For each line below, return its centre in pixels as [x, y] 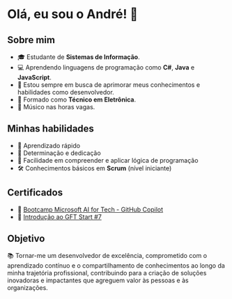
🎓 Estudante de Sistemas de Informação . [79, 57]
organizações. [28, 288]
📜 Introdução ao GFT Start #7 [60, 217]
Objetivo [26, 239]
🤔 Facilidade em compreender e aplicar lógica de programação [108, 160]
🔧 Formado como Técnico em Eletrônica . [77, 99]
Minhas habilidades [51, 129]
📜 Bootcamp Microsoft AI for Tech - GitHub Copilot [90, 209]
